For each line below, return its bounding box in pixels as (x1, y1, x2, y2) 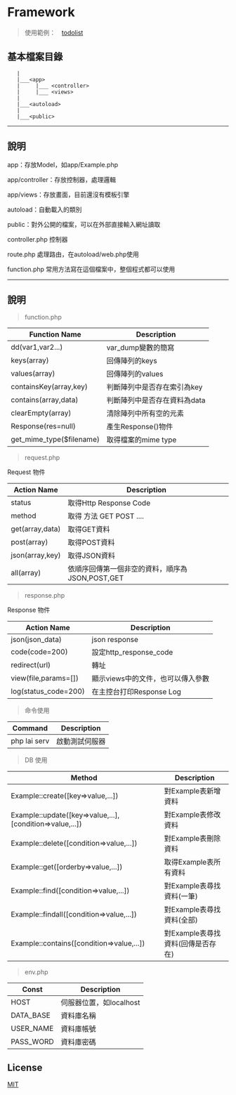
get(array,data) (11, 524, 61, 534)
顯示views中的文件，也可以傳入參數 (91, 674, 209, 683)
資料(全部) (164, 915, 198, 925)
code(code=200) (11, 647, 68, 657)
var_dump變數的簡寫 (106, 343, 175, 353)
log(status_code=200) (11, 686, 86, 696)
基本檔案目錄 (7, 51, 63, 63)
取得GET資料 (67, 525, 110, 535)
